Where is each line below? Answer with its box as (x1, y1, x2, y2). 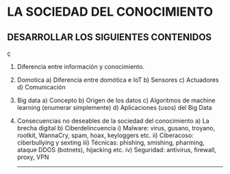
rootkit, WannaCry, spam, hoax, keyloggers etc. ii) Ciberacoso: (16, 131, 194, 139)
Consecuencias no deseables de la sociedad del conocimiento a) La (16, 117, 210, 125)
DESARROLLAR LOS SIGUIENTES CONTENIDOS (7, 31, 212, 43)
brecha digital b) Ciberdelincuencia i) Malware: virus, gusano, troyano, (16, 124, 216, 132)
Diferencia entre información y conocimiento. (16, 63, 145, 70)
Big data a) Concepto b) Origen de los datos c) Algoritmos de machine (16, 96, 216, 104)
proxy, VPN (16, 153, 49, 161)
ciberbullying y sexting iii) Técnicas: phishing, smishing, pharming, (16, 139, 205, 147)
